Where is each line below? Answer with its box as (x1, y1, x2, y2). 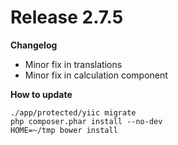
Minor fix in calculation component (24, 69, 168, 81)
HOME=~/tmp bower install (10, 125, 118, 135)
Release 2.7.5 (10, 6, 124, 29)
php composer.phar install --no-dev (10, 116, 163, 126)
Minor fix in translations (24, 58, 123, 70)
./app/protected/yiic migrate (10, 107, 137, 118)
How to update (10, 88, 73, 100)
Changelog (10, 39, 58, 51)
